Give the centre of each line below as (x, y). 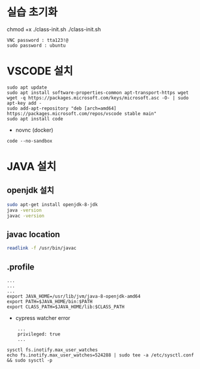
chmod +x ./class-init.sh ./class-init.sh (54, 29)
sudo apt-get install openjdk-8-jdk (52, 204)
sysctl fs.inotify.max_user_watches (52, 350)
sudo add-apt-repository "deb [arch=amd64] (62, 108)
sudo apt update (27, 87)
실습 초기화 (32, 12)
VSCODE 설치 (40, 71)
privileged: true (39, 334)
